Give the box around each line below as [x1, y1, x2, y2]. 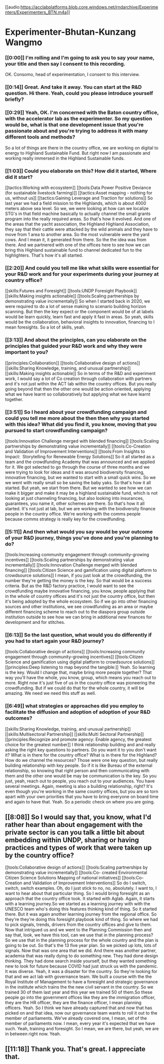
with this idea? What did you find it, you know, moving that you [5, 421, 157, 427]
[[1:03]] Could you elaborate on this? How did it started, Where [5, 167, 157, 174]
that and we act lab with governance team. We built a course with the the [5, 973, 152, 979]
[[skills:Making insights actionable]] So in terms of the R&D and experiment [5, 370, 156, 376]
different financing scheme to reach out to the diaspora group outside [5, 609, 145, 615]
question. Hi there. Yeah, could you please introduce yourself [5, 90, 153, 97]
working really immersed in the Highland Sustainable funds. [5, 155, 125, 161]
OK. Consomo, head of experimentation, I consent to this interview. [5, 71, 140, 77]
